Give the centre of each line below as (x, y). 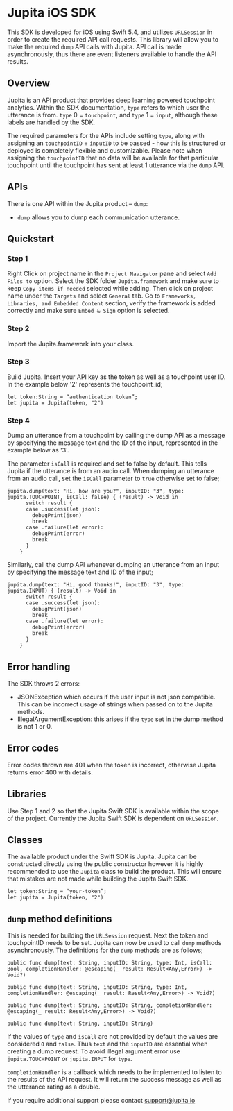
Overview (29, 84)
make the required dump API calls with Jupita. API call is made (94, 46)
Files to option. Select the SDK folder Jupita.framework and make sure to (113, 281)
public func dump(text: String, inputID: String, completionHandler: (110, 1006)
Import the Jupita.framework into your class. (70, 344)
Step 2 (18, 329)
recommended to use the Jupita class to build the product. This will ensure (114, 872)
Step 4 (18, 420)
